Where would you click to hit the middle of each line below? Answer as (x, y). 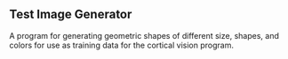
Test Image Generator (71, 15)
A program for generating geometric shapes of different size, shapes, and (144, 35)
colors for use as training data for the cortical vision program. (121, 45)
